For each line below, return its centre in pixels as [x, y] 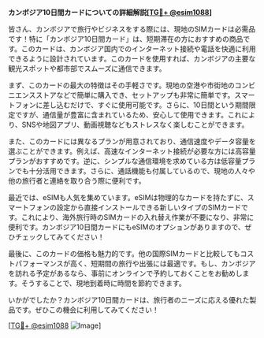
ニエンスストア [32, 95]
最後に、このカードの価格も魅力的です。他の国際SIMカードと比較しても [124, 254]
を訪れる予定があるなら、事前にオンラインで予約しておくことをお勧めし [125, 273]
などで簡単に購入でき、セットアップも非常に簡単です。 [145, 95]
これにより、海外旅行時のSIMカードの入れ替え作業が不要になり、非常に [138, 217]
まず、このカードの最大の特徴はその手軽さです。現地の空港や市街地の [121, 85]
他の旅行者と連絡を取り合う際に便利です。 [77, 181]
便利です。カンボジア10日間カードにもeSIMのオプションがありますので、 [127, 227]
